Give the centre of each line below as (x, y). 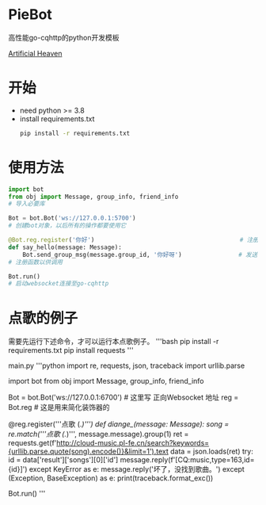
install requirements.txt (57, 119)
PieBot (30, 15)
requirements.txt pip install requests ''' (71, 350)
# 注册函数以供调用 (36, 262)
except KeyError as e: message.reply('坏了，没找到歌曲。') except (137, 469)
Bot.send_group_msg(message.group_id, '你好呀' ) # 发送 (140, 254)
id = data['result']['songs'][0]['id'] (63, 460)
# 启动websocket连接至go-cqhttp (59, 284)
